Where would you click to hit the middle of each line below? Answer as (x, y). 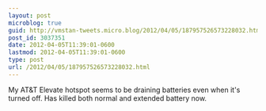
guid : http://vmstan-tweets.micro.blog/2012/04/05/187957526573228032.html (136, 30)
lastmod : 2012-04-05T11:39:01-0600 (67, 52)
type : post (26, 60)
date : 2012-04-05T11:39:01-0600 (61, 45)
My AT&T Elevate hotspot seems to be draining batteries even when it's (124, 90)
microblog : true (35, 23)
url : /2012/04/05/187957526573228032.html (79, 67)
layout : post (30, 15)
